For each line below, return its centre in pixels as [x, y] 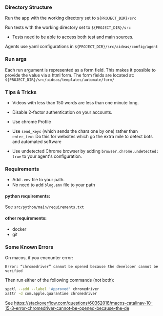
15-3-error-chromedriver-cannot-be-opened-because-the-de [67, 308]
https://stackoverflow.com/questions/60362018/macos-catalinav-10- [83, 303]
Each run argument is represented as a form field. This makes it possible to [81, 70]
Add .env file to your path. [38, 180]
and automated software [37, 142]
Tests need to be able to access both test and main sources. [73, 37]
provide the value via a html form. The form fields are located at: [70, 75]
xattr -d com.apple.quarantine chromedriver [51, 293]
